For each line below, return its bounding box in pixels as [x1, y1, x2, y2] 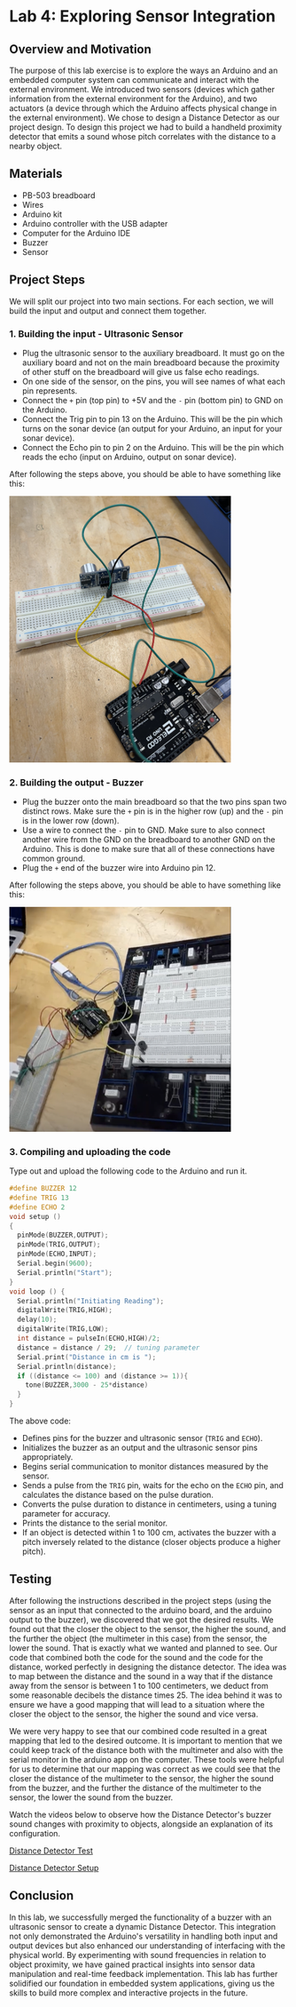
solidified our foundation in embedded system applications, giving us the [9, 1978, 275, 1988]
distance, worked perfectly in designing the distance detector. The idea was [9, 1661, 287, 1672]
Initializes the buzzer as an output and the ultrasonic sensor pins [21, 1442, 259, 1453]
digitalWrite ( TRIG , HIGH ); [17, 1306, 113, 1315]
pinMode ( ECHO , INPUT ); [17, 1250, 97, 1259]
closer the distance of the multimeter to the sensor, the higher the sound [9, 1772, 274, 1783]
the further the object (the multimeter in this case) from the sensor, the [9, 1633, 268, 1644]
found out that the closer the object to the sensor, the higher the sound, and [9, 1623, 286, 1634]
